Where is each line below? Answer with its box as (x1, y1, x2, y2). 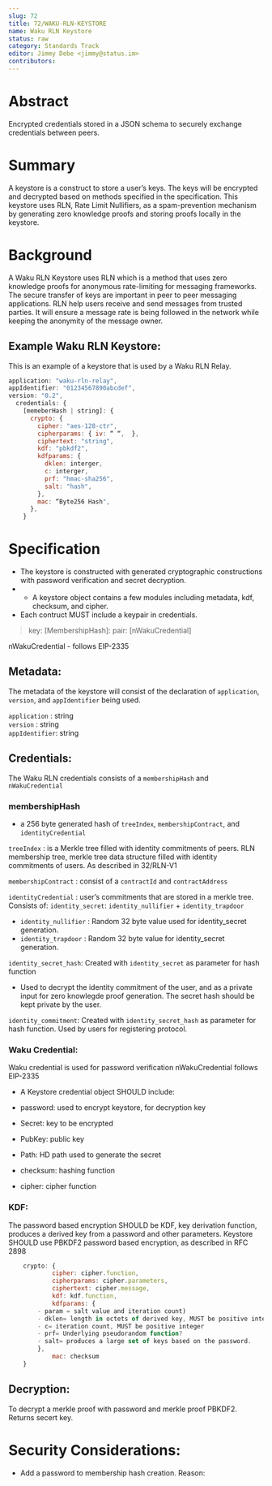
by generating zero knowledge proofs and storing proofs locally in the (8, 209, 241, 218)
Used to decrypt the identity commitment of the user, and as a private (19, 982, 253, 991)
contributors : (8, 58, 57, 66)
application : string (8, 711, 74, 720)
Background (8, 245, 92, 264)
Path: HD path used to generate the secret (19, 1150, 162, 1160)
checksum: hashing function (19, 1166, 116, 1176)
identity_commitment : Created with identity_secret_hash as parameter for (8, 1015, 257, 1025)
